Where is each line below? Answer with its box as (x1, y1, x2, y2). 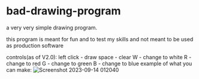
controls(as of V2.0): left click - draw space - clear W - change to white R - (6, 53, 192, 60)
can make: (6, 66, 32, 73)
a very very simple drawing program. (6, 24, 98, 31)
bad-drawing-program (6, 4, 121, 18)
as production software (6, 42, 64, 49)
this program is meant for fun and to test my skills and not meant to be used (6, 35, 194, 42)
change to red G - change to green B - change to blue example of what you (6, 60, 192, 67)
